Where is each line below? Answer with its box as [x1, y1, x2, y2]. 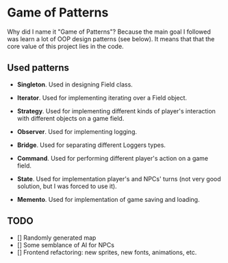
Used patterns [7, 62, 70, 73]
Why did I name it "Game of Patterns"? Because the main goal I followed [7, 27, 211, 36]
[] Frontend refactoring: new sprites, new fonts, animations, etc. [16, 248, 197, 256]
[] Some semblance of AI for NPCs [16, 240, 115, 249]
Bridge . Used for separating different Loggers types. [16, 141, 166, 149]
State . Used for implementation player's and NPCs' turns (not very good [16, 174, 221, 183]
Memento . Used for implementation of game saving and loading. [16, 195, 200, 203]
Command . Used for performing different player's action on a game [16, 154, 209, 162]
